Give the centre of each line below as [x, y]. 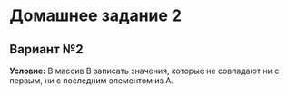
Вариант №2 [46, 49]
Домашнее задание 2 [96, 16]
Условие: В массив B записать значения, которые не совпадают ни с [144, 71]
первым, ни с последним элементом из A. [92, 81]
